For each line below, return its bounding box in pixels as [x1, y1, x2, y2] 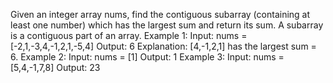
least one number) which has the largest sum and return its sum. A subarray [10, 19, 324, 31]
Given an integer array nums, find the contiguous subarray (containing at [10, 9, 311, 20]
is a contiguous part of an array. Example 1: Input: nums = [10, 30, 248, 41]
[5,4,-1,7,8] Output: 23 [10, 62, 101, 73]
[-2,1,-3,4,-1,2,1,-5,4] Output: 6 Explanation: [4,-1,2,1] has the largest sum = [10, 40, 317, 52]
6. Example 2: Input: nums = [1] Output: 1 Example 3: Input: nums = [10, 51, 285, 63]
